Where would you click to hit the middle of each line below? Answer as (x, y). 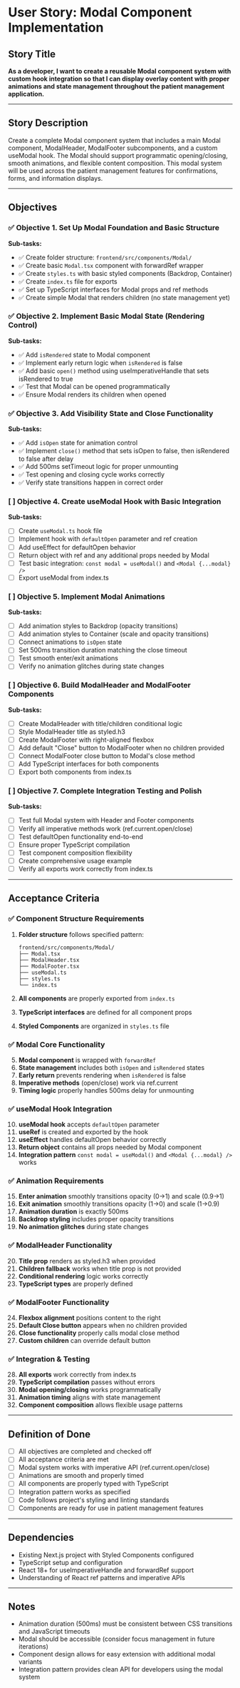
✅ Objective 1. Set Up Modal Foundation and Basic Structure (114, 228)
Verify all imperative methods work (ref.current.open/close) (105, 828)
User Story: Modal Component (100, 13)
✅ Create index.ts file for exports (68, 281)
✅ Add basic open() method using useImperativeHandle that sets (114, 371)
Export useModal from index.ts (63, 577)
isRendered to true (46, 379)
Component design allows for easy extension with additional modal (117, 1654)
